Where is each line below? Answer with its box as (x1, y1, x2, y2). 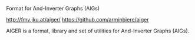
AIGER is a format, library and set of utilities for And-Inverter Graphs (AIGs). (6, 27, 190, 34)
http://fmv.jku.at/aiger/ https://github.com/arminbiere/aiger (6, 16, 149, 23)
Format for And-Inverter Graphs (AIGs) (6, 5, 100, 12)
